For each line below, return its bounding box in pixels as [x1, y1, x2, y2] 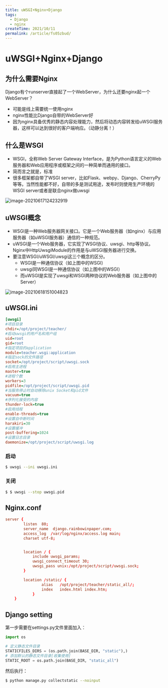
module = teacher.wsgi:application [5, 350, 76, 355]
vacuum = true [5, 392, 30, 398]
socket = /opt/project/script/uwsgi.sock [5, 359, 90, 365]
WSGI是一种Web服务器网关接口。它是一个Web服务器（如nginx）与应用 [12, 228, 161, 234]
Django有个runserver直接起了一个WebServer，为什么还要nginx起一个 [5, 89, 151, 94]
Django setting [5, 610, 53, 619]
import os [5, 635, 26, 640]
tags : [5, 12, 17, 17]
